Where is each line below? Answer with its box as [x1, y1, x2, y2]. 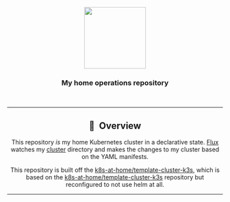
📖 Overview [88, 120, 142, 131]
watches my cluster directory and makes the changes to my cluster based [10, 145, 220, 153]
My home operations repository [61, 78, 169, 88]
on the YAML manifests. [81, 153, 149, 161]
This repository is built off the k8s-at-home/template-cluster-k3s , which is [10, 166, 220, 174]
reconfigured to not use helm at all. [66, 181, 164, 189]
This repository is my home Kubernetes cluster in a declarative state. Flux [11, 138, 219, 147]
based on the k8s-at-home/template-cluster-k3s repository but [26, 173, 204, 181]
